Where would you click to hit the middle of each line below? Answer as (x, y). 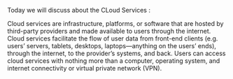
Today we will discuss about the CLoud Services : (79, 10)
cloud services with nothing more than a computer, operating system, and (114, 61)
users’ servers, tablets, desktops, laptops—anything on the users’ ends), (112, 46)
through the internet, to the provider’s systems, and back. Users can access (116, 53)
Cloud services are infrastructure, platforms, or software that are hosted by (115, 23)
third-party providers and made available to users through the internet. (109, 31)
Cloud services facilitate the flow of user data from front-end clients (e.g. (113, 38)
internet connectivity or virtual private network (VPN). (85, 68)
